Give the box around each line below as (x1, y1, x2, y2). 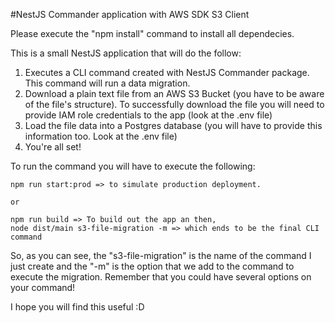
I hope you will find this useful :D (10, 301, 145, 313)
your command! (10, 282, 76, 293)
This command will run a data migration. (24, 77, 191, 89)
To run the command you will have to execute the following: (10, 160, 256, 172)
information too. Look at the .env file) (24, 130, 178, 142)
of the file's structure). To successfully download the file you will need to (24, 99, 325, 110)
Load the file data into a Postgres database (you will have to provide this (24, 120, 323, 131)
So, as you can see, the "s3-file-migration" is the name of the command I (10, 250, 312, 261)
